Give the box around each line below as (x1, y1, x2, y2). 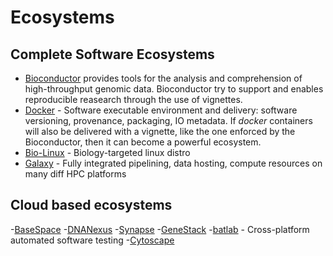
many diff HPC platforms (24, 168, 127, 180)
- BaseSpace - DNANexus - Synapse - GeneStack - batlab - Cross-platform (10, 223, 310, 235)
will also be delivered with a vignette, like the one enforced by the (24, 126, 296, 137)
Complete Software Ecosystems (10, 46, 215, 63)
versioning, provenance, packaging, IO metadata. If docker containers (24, 115, 313, 126)
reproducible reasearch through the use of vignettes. (24, 94, 243, 105)
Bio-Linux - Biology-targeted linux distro (24, 147, 191, 158)
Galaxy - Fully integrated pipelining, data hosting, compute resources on (24, 157, 323, 169)
